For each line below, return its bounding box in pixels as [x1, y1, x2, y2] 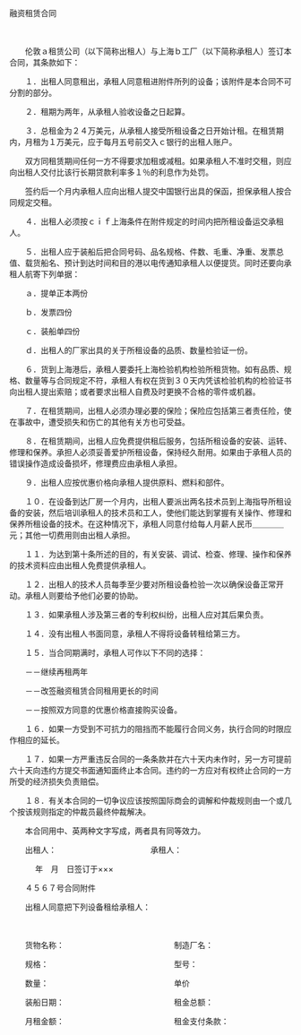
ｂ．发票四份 [24, 307, 73, 317]
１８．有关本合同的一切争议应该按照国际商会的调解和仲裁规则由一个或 [24, 796, 284, 806]
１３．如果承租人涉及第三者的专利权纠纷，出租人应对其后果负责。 [24, 609, 269, 620]
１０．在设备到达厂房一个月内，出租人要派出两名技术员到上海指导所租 [24, 496, 284, 506]
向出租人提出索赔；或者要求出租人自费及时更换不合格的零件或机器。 [9, 386, 261, 397]
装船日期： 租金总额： [24, 997, 213, 1007]
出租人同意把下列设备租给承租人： [24, 901, 150, 912]
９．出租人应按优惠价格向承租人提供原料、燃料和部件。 [24, 478, 229, 487]
